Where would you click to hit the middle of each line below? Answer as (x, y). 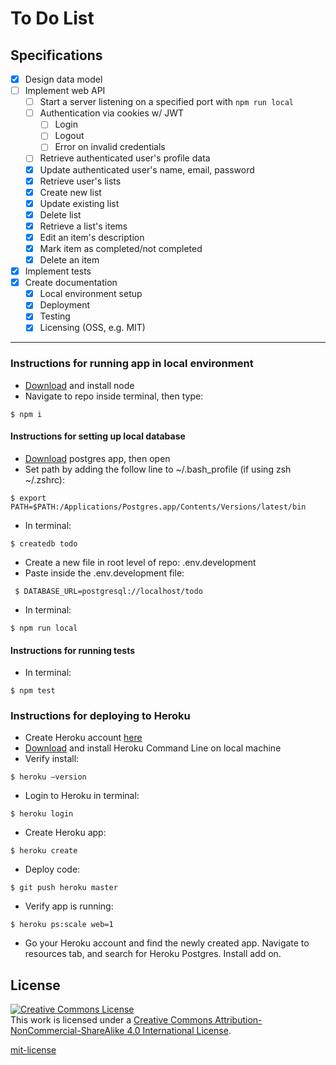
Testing (55, 316)
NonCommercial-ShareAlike (67, 1031)
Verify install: (52, 759)
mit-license (33, 1050)
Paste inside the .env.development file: (104, 573)
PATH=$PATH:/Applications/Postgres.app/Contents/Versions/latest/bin (158, 507)
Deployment (65, 305)
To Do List (52, 18)
